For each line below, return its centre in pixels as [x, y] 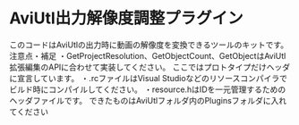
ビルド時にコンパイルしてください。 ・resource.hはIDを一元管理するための [148, 89]
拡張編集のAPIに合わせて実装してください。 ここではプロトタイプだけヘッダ [150, 67]
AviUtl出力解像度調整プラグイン [126, 18]
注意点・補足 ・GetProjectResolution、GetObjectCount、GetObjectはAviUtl [148, 55]
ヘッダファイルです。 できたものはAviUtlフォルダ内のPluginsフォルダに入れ [148, 100]
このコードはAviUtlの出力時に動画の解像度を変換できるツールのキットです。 [149, 45]
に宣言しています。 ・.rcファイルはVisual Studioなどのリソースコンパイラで [149, 78]
